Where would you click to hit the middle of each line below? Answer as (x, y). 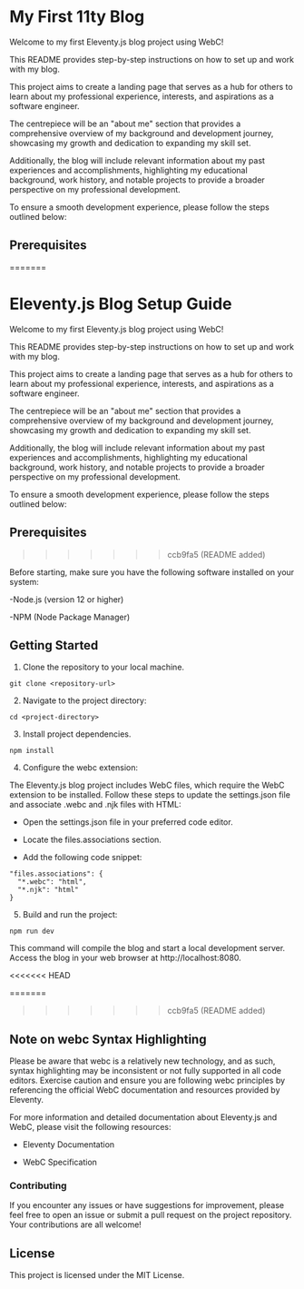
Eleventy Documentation (69, 1145)
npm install (32, 751)
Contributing (38, 1185)
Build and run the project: (70, 915)
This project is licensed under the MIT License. (97, 1275)
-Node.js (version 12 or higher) (67, 599)
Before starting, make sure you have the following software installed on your (152, 572)
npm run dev (32, 932)
